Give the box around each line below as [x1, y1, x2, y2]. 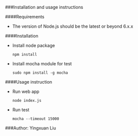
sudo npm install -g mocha [12, 70, 68, 75]
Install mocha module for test [12, 61, 72, 66]
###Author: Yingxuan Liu [5, 125, 56, 131]
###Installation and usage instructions [5, 4, 83, 10]
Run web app [12, 89, 40, 94]
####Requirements [5, 14, 45, 19]
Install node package [12, 43, 55, 48]
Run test [12, 107, 30, 113]
